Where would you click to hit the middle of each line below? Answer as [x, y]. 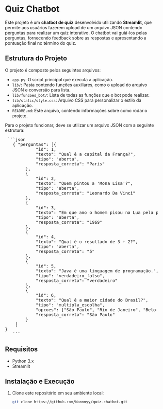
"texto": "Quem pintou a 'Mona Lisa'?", [84, 183]
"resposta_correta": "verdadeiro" [77, 280]
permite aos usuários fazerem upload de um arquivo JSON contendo [74, 27]
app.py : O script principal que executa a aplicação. [63, 79]
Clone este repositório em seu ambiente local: [58, 393]
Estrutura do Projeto [36, 59]
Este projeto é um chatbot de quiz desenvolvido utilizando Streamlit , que [78, 22]
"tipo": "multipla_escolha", [70, 305]
